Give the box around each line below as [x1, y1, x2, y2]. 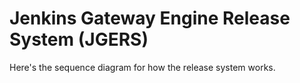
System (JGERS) [9, 28, 149, 51]
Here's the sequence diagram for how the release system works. [9, 61, 276, 73]
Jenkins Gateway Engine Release [9, 7, 291, 30]
